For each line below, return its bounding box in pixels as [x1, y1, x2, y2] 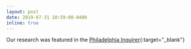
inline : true [6, 20, 39, 26]
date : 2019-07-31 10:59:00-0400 [6, 14, 87, 20]
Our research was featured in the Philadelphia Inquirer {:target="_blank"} [6, 36, 185, 44]
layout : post [6, 8, 39, 15]
